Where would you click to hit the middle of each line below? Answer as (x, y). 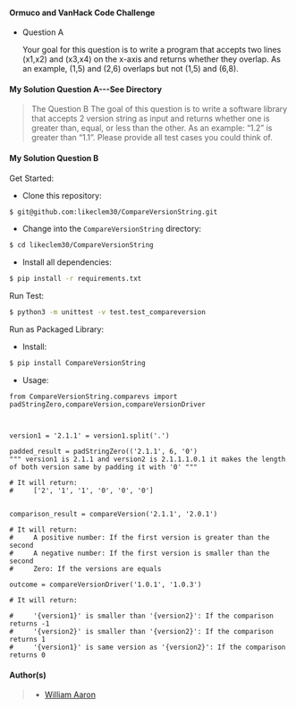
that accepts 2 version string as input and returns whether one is (150, 119)
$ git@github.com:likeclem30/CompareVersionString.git (114, 212)
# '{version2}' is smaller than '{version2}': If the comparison (142, 631)
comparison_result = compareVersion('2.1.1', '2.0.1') (114, 514)
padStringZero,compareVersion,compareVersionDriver (107, 404)
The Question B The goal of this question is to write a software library (159, 109)
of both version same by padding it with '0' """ (104, 467)
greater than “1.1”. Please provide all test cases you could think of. (152, 138)
